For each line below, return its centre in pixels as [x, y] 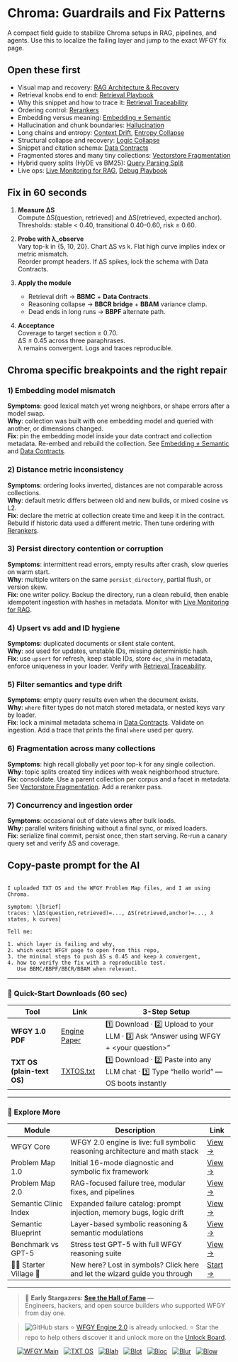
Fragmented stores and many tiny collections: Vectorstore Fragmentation [124, 155]
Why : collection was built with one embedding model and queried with [110, 421]
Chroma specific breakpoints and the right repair [118, 370]
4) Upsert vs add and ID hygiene [64, 628]
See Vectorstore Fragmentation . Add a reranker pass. [85, 787]
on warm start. [29, 572]
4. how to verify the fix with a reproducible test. [87, 963]
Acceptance [36, 325]
